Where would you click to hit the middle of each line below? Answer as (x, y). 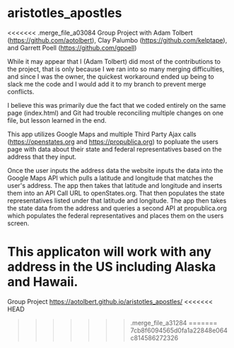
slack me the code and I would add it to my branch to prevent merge (107, 84)
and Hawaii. (43, 282)
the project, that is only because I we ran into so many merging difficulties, (116, 69)
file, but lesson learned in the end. (57, 120)
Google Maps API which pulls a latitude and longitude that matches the (110, 178)
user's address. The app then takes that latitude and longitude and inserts (115, 185)
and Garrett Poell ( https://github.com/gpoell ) (72, 47)
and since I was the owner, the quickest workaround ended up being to (111, 77)
